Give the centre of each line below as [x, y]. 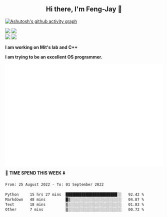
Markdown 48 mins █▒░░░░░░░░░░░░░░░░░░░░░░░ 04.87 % [74, 200]
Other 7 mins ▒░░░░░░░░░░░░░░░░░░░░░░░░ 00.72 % [74, 210]
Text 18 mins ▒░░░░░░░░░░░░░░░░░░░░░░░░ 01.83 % [74, 205]
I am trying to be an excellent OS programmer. [54, 57]
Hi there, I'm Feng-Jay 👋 [84, 9]
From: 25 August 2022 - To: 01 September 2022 [54, 185]
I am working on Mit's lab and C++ [41, 47]
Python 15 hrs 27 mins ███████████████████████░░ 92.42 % [74, 195]
